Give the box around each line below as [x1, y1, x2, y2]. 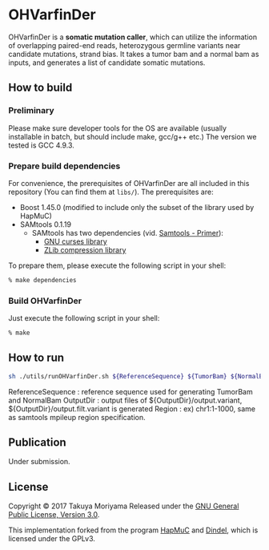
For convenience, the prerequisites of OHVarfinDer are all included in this [8, 178, 250, 188]
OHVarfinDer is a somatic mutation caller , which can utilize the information [8, 32, 258, 42]
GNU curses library [43, 237, 108, 246]
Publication [8, 435, 66, 450]
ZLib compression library [43, 245, 126, 254]
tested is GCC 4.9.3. [8, 140, 74, 150]
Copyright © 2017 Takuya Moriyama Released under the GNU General [8, 501, 239, 511]
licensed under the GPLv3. [8, 534, 96, 544]
